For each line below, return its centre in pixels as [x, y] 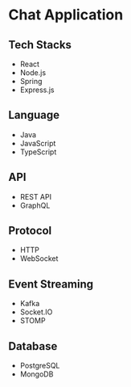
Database [33, 346]
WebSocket [39, 259]
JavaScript [38, 143]
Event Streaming [51, 284]
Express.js [37, 90]
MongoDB [37, 374]
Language [34, 115]
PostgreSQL [40, 366]
